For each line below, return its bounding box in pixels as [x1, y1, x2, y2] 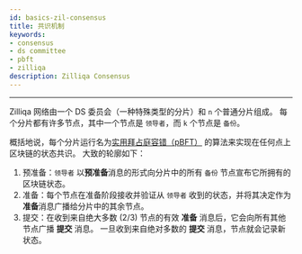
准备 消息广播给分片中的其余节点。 [22, 200, 149, 212]
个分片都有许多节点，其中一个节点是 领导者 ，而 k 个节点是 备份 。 [9, 117, 245, 128]
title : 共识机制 [9, 22, 65, 31]
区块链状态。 [22, 177, 70, 189]
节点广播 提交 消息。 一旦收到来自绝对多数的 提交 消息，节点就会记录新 [22, 222, 286, 234]
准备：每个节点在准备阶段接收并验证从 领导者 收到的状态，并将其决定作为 [22, 189, 292, 200]
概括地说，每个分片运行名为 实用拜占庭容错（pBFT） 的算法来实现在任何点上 [9, 136, 291, 147]
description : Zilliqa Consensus [9, 72, 130, 81]
